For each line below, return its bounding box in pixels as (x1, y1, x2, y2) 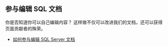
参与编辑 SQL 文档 (5, 5, 62, 14)
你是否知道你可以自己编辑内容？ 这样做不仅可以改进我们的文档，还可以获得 (5, 19, 163, 25)
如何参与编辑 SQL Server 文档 (12, 36, 75, 42)
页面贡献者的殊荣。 (5, 25, 46, 31)
